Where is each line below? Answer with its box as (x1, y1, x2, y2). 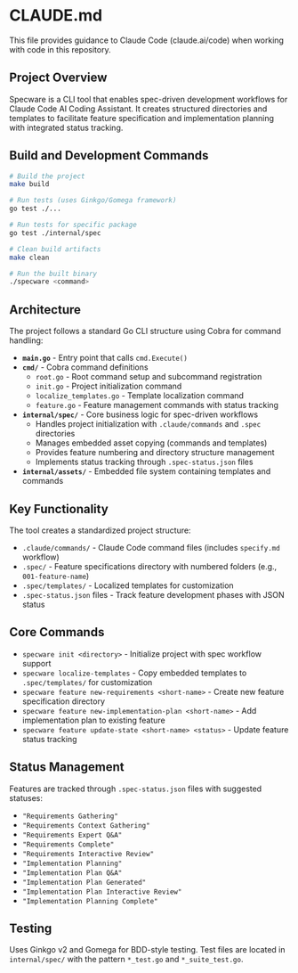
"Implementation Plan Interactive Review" (21, 887, 182, 896)
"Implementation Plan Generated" (21, 878, 147, 887)
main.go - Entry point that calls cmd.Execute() (21, 353, 189, 364)
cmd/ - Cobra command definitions (21, 362, 149, 372)
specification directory (21, 696, 105, 707)
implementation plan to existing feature (21, 715, 166, 725)
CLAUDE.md (9, 5, 103, 26)
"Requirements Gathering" (21, 812, 118, 821)
